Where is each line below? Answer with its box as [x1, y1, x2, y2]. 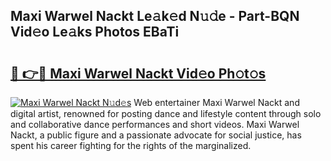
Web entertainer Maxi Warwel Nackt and [133, 97, 300, 108]
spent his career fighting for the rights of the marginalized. [10, 140, 252, 151]
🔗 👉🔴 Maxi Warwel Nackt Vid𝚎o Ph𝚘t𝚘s [10, 65, 267, 82]
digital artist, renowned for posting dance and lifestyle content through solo [10, 108, 322, 119]
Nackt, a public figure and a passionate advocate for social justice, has [10, 129, 302, 141]
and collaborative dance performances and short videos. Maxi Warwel [10, 119, 300, 130]
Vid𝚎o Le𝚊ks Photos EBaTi [10, 24, 180, 41]
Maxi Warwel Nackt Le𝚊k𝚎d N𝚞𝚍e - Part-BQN [10, 8, 300, 25]
